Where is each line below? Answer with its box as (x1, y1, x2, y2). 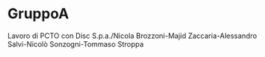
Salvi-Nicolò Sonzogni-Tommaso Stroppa (7, 39, 144, 48)
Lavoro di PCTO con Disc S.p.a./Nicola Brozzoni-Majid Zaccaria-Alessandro (7, 31, 258, 40)
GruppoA (7, 5, 70, 23)
